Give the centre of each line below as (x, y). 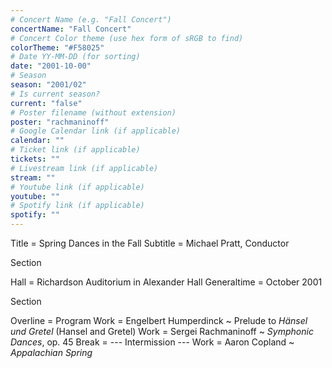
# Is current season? (55, 94)
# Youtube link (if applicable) (77, 187)
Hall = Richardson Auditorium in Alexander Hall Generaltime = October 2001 (166, 282)
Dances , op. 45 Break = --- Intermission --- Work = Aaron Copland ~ (152, 342)
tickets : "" (35, 159)
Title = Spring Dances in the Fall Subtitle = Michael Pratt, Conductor (150, 243)
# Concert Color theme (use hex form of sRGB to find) (127, 38)
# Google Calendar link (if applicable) (96, 131)
